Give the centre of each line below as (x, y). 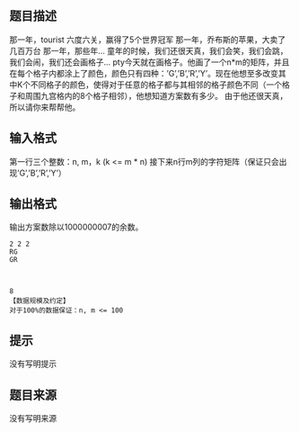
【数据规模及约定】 (40, 301)
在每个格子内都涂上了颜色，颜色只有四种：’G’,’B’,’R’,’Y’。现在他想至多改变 (144, 73)
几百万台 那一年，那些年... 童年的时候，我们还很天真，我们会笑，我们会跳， (149, 50)
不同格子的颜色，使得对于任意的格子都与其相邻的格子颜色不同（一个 (156, 85)
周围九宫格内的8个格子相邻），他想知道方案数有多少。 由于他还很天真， (156, 95)
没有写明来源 (33, 418)
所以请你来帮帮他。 (45, 107)
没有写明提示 (33, 364)
